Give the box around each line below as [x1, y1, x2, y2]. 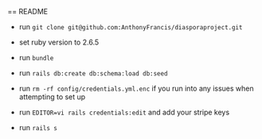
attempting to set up [18, 92, 86, 102]
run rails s [18, 123, 57, 132]
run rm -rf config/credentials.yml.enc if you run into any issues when [18, 83, 254, 93]
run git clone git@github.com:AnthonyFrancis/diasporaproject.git [18, 22, 243, 31]
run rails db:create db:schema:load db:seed [18, 68, 168, 78]
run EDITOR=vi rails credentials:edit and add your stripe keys [18, 107, 230, 117]
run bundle [18, 53, 54, 62]
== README [7, 7, 49, 16]
